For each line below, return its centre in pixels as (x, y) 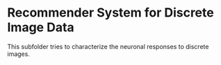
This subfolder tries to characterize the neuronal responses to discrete (108, 46)
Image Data (41, 27)
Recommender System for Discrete (110, 13)
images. (18, 54)
